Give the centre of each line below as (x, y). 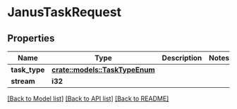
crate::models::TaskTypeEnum (103, 70)
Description (182, 58)
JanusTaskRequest (65, 12)
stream (23, 81)
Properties (31, 38)
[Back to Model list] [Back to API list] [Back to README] (88, 98)
